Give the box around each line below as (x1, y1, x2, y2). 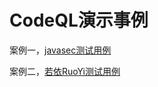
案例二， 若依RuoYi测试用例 (9, 65, 121, 77)
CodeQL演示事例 (9, 9, 149, 32)
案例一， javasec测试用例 (9, 44, 112, 56)
